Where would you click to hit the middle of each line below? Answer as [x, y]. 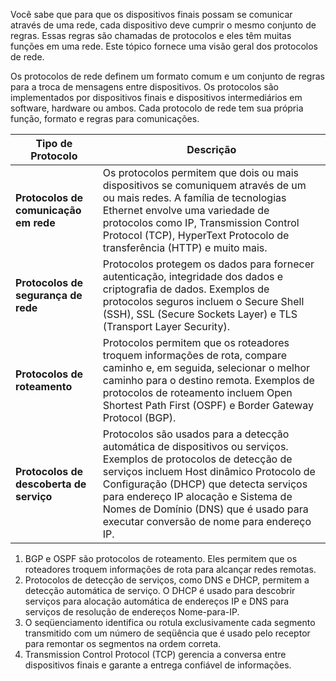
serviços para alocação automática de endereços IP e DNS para [157, 601]
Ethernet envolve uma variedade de [186, 210]
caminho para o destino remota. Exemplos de [208, 380]
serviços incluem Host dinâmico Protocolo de [209, 471]
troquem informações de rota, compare [195, 355]
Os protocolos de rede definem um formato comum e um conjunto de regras [167, 76]
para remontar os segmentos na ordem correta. [123, 643]
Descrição [211, 149]
